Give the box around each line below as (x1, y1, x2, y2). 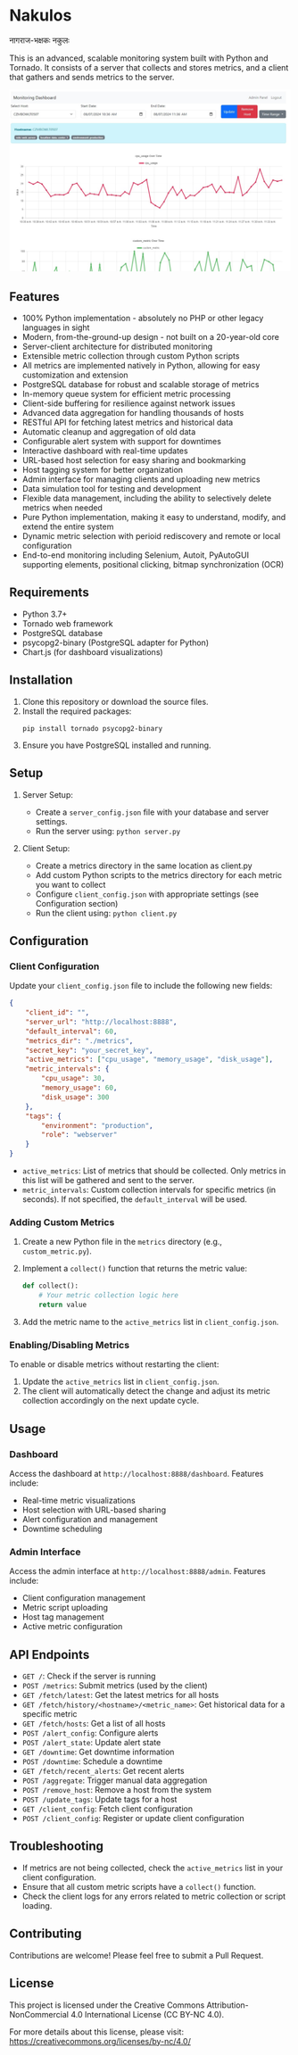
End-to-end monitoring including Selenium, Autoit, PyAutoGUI (21, 550, 250, 560)
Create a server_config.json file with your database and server (35, 807, 269, 817)
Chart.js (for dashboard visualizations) (21, 646, 163, 657)
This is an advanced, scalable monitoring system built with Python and (9, 53, 269, 63)
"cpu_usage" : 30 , (41, 1074, 105, 1083)
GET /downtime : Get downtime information (21, 1746, 175, 1758)
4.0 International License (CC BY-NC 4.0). (70, 2009, 225, 2019)
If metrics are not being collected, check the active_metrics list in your (21, 1862, 284, 1873)
